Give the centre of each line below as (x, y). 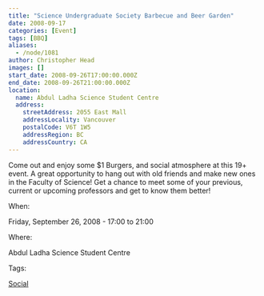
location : (25, 90)
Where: (20, 237)
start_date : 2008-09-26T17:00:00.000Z (73, 75)
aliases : (23, 46)
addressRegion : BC (53, 134)
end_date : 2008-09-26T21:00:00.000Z (69, 82)
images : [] (26, 68)
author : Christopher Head (51, 61)
